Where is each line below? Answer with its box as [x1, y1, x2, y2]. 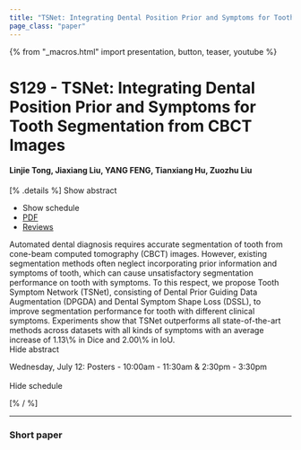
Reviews [21, 221, 54, 232]
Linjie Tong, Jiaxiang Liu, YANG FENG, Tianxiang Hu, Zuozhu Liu [9, 165, 253, 176]
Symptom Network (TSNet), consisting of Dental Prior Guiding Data [9, 287, 258, 297]
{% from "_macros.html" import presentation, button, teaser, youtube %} [9, 46, 278, 57]
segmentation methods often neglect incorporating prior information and [9, 258, 278, 269]
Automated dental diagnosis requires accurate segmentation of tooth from [9, 239, 284, 250]
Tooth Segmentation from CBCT [9, 116, 253, 136]
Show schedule [21, 202, 80, 213]
